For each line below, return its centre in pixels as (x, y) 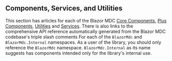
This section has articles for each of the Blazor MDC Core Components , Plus (86, 20)
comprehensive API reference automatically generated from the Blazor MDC (86, 31)
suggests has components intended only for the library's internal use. (79, 53)
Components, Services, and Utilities (64, 8)
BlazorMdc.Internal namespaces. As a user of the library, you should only (83, 42)
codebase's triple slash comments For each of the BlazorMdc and (74, 37)
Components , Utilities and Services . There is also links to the (69, 26)
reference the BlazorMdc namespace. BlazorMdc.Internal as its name (78, 47)
